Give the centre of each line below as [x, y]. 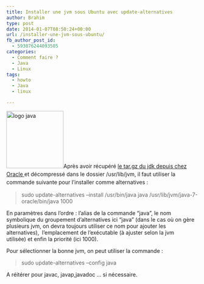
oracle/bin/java [40, 201]
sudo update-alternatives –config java [69, 263]
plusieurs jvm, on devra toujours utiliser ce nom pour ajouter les [86, 226]
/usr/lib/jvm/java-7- [173, 195]
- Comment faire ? [35, 57]
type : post [20, 23]
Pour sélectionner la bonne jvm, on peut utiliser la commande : [85, 250]
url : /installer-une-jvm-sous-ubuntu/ [55, 35]
